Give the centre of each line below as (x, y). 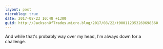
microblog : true (21, 14)
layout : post (18, 9)
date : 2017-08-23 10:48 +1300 (36, 18)
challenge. (16, 42)
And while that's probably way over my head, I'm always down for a (73, 37)
